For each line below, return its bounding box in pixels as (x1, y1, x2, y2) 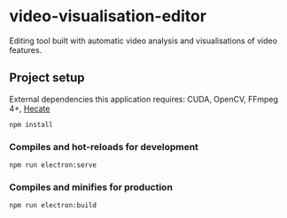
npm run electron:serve (9, 161, 97, 169)
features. (9, 44, 43, 55)
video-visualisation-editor (9, 6, 206, 26)
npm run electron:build (9, 201, 97, 210)
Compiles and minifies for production (9, 181, 173, 193)
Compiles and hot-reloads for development (9, 140, 199, 153)
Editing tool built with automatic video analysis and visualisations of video (9, 35, 277, 46)
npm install (9, 120, 53, 129)
